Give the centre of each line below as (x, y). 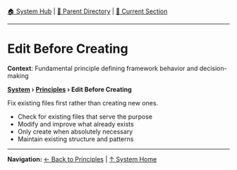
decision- (213, 68)
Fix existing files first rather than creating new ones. (83, 103)
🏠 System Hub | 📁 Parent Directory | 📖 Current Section (87, 11)
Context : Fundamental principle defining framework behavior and (103, 68)
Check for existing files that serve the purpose (85, 117)
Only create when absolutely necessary (75, 131)
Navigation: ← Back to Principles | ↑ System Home (82, 159)
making (18, 76)
